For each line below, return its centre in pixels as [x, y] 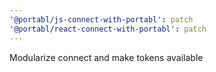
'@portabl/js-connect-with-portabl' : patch [101, 19]
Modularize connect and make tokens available [106, 57]
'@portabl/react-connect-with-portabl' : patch [108, 29]
